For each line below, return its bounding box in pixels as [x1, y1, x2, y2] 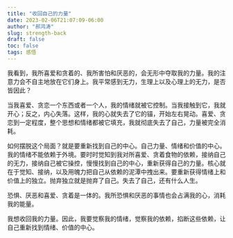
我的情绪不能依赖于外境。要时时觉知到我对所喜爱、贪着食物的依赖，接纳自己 [7, 150, 226, 158]
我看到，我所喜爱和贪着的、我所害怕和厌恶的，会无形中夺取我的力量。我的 [7, 69, 220, 77]
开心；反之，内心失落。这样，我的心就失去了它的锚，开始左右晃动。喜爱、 [7, 109, 220, 118]
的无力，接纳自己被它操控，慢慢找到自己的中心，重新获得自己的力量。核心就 [7, 159, 226, 167]
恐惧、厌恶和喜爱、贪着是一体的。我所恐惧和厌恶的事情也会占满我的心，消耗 [7, 191, 226, 199]
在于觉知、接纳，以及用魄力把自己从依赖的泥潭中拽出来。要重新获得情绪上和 [7, 167, 226, 176]
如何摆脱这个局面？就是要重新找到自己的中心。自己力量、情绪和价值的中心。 [7, 142, 226, 150]
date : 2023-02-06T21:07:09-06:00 [7, 17, 104, 24]
